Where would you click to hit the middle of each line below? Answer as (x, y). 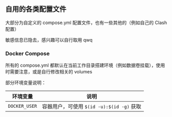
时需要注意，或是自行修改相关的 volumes (49, 72)
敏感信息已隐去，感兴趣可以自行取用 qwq (49, 40)
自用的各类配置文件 (36, 9)
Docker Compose (28, 53)
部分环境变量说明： (26, 83)
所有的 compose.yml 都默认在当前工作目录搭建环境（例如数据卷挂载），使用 (85, 65)
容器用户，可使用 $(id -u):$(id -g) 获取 (92, 107)
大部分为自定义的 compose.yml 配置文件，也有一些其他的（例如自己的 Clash (86, 23)
